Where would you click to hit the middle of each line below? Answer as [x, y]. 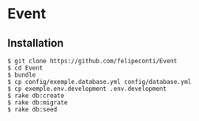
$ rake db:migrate [38, 103]
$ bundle [22, 75]
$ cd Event [25, 68]
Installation [36, 43]
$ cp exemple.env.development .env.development [87, 89]
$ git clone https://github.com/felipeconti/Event [92, 61]
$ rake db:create [36, 96]
